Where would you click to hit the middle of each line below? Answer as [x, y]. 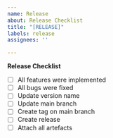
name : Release [28, 14]
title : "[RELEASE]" [36, 27]
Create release [39, 120]
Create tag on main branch [56, 112]
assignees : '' [28, 40]
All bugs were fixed [45, 88]
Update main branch [47, 103]
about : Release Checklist [45, 20]
